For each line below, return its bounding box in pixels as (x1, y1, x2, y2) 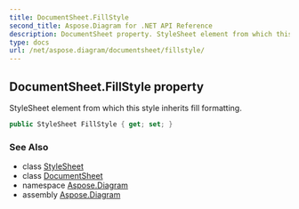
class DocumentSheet (21, 171, 103, 181)
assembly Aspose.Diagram (21, 189, 121, 200)
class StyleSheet (21, 161, 85, 172)
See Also (9, 141, 49, 153)
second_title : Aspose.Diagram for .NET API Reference (9, 21, 214, 30)
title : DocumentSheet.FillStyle (9, 12, 129, 22)
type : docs (9, 37, 50, 47)
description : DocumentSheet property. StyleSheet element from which (9, 29, 273, 38)
